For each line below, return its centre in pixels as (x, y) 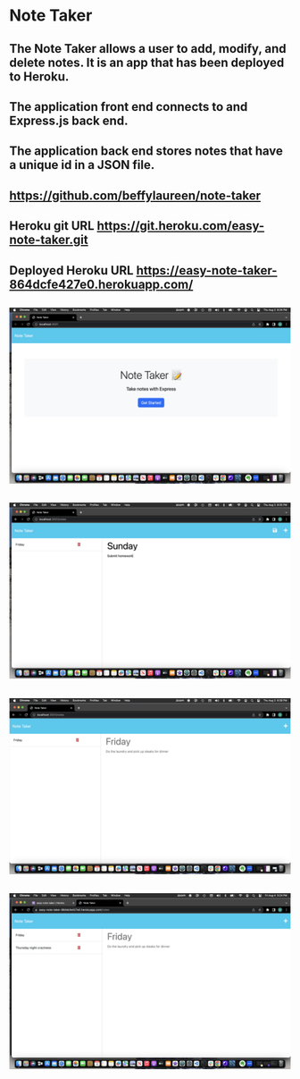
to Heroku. (39, 76)
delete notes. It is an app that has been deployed (147, 62)
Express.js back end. (69, 120)
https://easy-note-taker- (207, 270)
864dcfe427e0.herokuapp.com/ (101, 284)
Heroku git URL (52, 226)
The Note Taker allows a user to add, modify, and (148, 49)
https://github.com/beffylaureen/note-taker (135, 195)
